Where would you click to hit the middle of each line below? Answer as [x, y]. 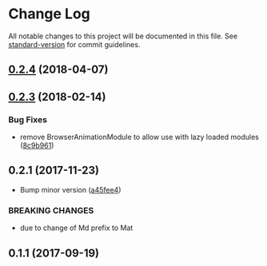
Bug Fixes [28, 119]
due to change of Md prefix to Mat [76, 228]
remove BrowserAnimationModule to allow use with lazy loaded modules [139, 137]
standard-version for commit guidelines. [74, 44]
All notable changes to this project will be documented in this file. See [123, 36]
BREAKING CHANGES [51, 210]
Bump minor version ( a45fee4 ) [70, 189]
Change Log [49, 14]
